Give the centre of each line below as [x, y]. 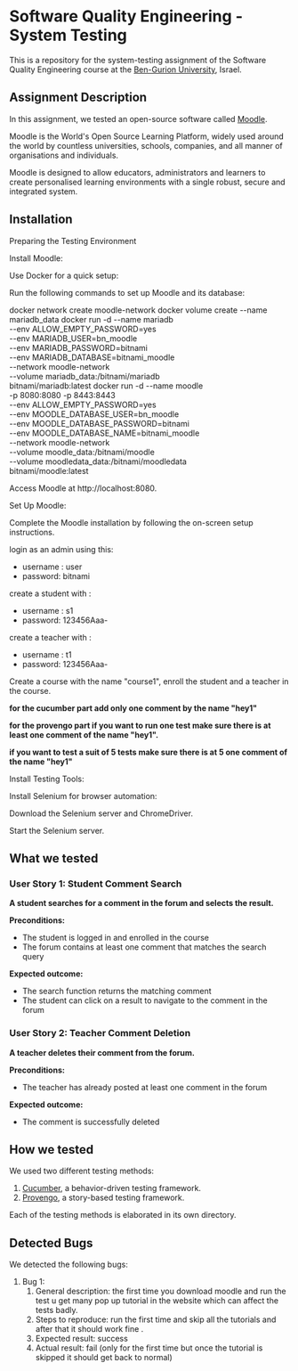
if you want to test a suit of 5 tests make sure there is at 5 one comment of [148, 752]
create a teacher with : [50, 637]
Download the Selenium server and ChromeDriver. [101, 813]
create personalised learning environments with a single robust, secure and [148, 182]
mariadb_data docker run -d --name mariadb [91, 319]
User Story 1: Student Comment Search [96, 884]
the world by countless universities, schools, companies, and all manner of [146, 145]
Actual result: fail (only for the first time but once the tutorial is [149, 1348]
